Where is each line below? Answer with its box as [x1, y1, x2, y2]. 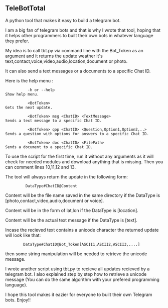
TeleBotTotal [5, 4, 46, 13]
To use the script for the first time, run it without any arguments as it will [5, 153, 154, 159]
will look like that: [5, 232, 41, 238]
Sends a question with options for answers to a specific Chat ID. [5, 131, 149, 136]
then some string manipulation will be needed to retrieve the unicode [5, 251, 147, 257]
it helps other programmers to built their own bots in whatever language [5, 32, 154, 38]
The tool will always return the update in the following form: [5, 173, 128, 180]
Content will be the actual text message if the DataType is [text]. [5, 217, 138, 223]
